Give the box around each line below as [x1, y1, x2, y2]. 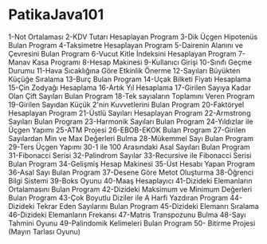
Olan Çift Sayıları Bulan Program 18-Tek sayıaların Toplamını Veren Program [8, 91, 255, 100]
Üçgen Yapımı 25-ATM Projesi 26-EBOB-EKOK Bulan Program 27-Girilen [8, 125, 246, 135]
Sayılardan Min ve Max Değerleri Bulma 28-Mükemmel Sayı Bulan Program [8, 133, 253, 143]
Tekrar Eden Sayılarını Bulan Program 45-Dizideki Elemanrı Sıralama [36, 201, 259, 211]
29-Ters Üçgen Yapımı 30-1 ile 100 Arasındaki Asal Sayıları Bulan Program [8, 142, 251, 152]
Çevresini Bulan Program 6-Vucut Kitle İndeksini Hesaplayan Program [8, 49, 237, 58]
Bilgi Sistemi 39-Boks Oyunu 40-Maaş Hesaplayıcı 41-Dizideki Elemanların [8, 175, 253, 185]
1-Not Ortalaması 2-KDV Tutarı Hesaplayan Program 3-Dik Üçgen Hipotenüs [8, 32, 258, 41]
